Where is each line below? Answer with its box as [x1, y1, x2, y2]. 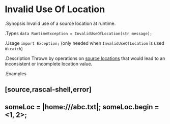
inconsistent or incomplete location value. [5, 60, 93, 67]
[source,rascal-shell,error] [5, 85, 92, 94]
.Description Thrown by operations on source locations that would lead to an [5, 55, 165, 61]
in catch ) [5, 45, 23, 51]
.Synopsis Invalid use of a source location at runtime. [5, 20, 116, 26]
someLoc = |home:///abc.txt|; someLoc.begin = [5, 103, 159, 111]
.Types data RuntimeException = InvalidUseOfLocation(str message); [5, 30, 152, 36]
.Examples [5, 70, 26, 77]
